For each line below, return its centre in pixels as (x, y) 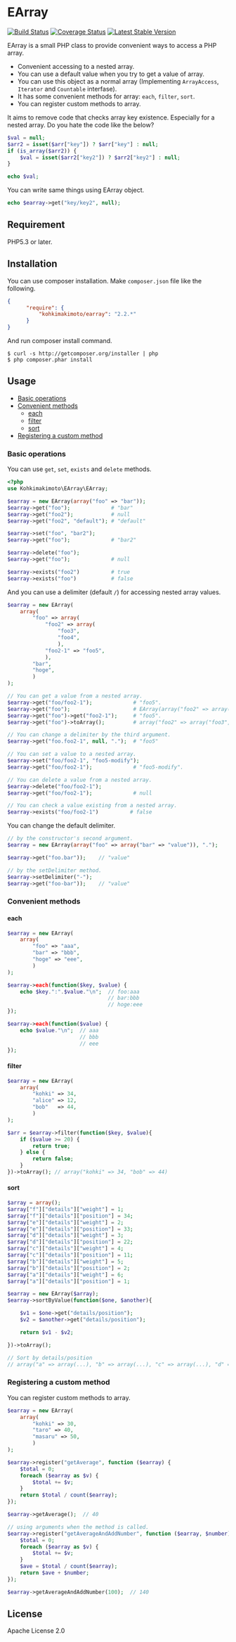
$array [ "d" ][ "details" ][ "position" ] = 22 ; (70, 1242)
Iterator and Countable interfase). (67, 89)
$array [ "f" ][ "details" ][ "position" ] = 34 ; (70, 1216)
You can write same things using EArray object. (76, 190)
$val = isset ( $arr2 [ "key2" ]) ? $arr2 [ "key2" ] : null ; (100, 158)
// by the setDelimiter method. (54, 870)
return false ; (53, 1159)
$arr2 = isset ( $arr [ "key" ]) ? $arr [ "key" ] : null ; (83, 144)
